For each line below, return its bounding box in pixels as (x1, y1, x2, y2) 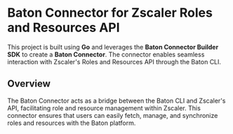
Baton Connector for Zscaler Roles (7, 5, 213, 21)
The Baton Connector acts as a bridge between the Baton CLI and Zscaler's (7, 96, 226, 105)
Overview (7, 78, 51, 90)
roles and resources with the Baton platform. (7, 119, 136, 127)
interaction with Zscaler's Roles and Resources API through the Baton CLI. (7, 57, 222, 66)
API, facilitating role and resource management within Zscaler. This (7, 103, 201, 112)
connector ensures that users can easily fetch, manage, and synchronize (7, 111, 218, 119)
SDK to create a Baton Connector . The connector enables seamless (7, 50, 205, 59)
